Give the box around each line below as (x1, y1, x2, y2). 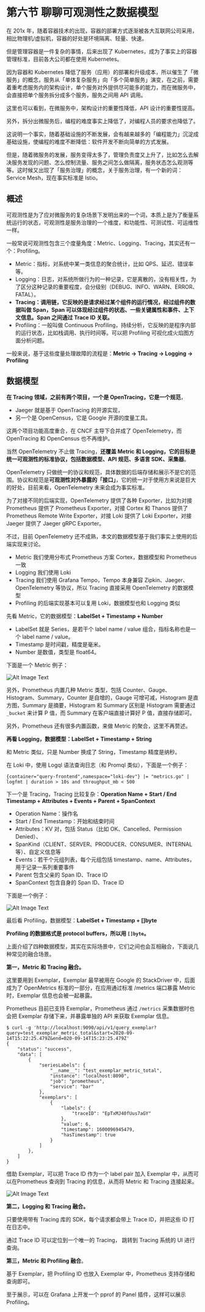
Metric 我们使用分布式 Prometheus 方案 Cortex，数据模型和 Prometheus (15, 553, 197, 560)
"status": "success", (17, 1046, 72, 1052)
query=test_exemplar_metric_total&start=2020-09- (6, 1030, 135, 1036)
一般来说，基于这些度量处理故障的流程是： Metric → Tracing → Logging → (6, 350, 193, 357)
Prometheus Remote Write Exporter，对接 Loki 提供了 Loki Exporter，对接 (6, 512, 192, 519)
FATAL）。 (15, 290, 40, 298)
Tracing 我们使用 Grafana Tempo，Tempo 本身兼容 (15, 576, 143, 584)
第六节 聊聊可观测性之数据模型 (6, 6, 159, 20)
